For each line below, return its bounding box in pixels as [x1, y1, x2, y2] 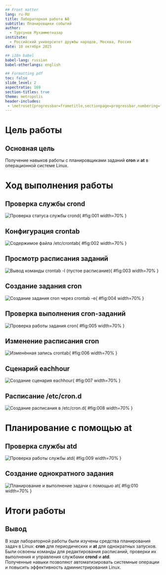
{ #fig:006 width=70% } [69, 350, 118, 356]
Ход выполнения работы [5, 180, 114, 191]
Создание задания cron [5, 282, 82, 290]
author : [5, 26, 21, 31]
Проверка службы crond [5, 199, 85, 208]
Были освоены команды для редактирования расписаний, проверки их [5, 548, 157, 554]
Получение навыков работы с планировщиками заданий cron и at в [5, 157, 149, 163]
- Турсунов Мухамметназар [9, 30, 63, 35]
